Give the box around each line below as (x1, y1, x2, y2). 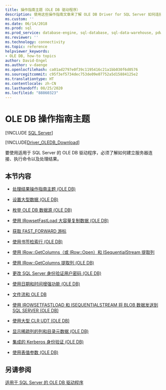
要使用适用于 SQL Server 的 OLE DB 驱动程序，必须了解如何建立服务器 (5, 150, 149, 156)
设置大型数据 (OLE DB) (12, 196, 59, 202)
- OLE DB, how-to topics (5, 53, 56, 59)
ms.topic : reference (5, 44, 48, 49)
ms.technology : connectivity (5, 40, 65, 45)
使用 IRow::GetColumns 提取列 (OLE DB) (12, 260, 94, 266)
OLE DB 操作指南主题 (5, 113, 90, 125)
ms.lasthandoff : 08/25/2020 (5, 85, 63, 91)
